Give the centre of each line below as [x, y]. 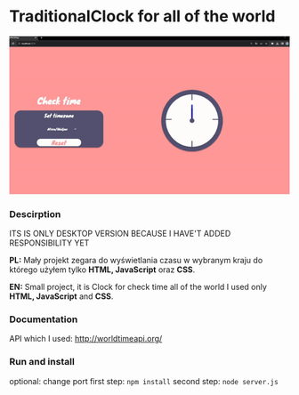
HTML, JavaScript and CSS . [61, 296]
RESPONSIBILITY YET [49, 243]
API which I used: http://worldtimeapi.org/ [86, 339]
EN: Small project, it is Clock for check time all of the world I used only [138, 287]
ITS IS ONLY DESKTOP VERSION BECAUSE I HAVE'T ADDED [120, 234]
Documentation [44, 319]
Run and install [42, 362]
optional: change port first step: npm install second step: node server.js [144, 381]
